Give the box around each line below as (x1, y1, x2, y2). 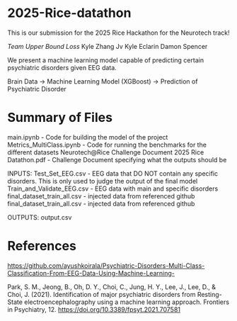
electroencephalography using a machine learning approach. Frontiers (24, 298, 230, 306)
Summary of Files (7, 110, 113, 125)
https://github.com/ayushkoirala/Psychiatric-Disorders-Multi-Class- (7, 261, 205, 270)
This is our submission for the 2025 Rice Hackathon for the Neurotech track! (7, 28, 230, 37)
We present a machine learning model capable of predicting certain (7, 55, 204, 64)
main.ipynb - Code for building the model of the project (7, 133, 168, 141)
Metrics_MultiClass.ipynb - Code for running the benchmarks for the (7, 140, 207, 149)
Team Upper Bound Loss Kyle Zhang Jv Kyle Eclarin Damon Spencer (7, 42, 208, 50)
